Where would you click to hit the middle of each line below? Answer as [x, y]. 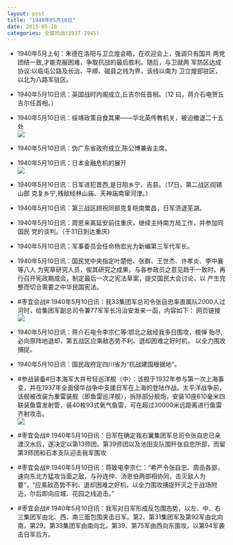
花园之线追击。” [93, 494]
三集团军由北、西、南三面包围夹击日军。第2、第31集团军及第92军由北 [117, 517]
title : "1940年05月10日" [42, 20]
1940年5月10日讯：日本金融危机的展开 [72, 163]
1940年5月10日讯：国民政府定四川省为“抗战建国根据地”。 [99, 364]
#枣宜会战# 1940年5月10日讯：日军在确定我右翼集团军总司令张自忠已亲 [119, 435]
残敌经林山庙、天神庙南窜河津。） [104, 193]
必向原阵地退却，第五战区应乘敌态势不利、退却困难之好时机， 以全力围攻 [121, 341]
